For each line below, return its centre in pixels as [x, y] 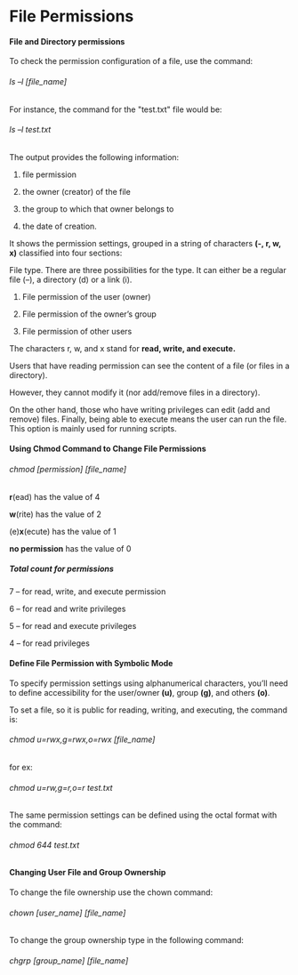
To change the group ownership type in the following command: [127, 940]
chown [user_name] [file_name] [68, 913]
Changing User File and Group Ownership [88, 873]
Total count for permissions [61, 569]
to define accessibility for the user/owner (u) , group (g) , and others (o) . [140, 692]
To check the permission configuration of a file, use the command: [131, 61]
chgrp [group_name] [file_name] [69, 960]
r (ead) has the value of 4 [55, 496]
